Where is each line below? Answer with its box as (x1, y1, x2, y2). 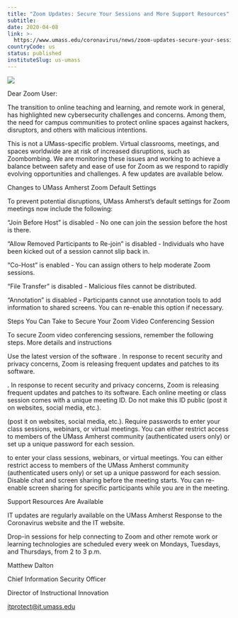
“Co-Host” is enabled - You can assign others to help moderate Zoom (7, 260, 211, 269)
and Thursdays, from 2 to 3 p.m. (7, 547, 101, 556)
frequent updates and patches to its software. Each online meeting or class (7, 388, 227, 397)
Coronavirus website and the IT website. (7, 518, 125, 527)
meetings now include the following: (7, 204, 113, 213)
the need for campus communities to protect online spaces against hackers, (7, 118, 229, 126)
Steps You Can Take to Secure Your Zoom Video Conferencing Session (7, 317, 215, 325)
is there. (7, 225, 31, 234)
